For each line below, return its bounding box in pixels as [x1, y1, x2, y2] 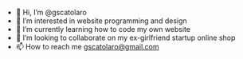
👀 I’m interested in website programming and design [15, 16, 187, 26]
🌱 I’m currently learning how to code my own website [15, 25, 191, 33]
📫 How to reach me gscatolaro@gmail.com [15, 42, 159, 51]
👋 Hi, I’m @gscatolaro [15, 8, 88, 17]
